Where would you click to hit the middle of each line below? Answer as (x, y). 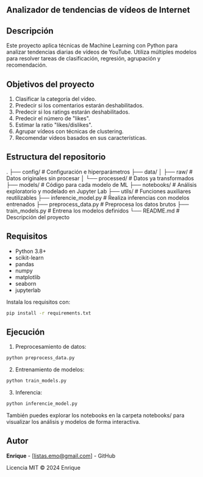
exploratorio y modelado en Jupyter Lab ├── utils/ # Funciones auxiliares (99, 191)
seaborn (26, 283)
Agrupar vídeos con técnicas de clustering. (69, 131)
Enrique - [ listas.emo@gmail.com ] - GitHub (61, 456)
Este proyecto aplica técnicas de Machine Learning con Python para (92, 46)
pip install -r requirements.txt (49, 313)
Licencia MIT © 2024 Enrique (44, 467)
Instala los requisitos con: (38, 302)
